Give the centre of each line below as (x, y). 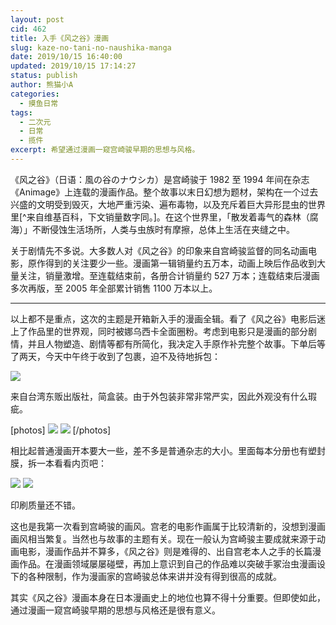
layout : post (37, 19)
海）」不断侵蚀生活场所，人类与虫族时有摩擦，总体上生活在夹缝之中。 (152, 229)
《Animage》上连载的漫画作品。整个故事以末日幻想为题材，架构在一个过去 (164, 192)
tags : (21, 112)
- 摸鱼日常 (39, 103)
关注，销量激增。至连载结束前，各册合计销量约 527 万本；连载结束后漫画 (169, 275)
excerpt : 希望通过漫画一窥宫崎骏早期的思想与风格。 (105, 150)
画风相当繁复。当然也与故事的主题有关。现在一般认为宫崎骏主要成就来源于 (163, 538)
